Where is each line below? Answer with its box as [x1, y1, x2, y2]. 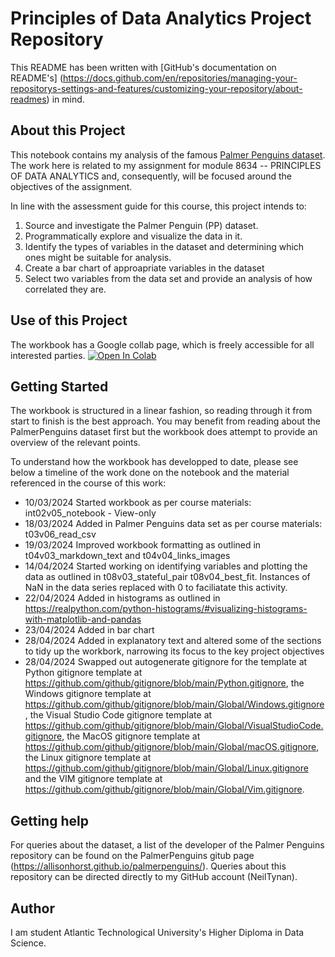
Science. [10, 937, 47, 949]
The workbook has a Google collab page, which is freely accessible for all [10, 338, 315, 351]
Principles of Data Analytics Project [10, 7, 312, 30]
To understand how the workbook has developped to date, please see [10, 456, 299, 468]
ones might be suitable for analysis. [24, 251, 172, 263]
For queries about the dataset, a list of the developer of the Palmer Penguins [10, 839, 325, 851]
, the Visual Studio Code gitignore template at [24, 709, 213, 721]
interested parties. [10, 349, 86, 361]
